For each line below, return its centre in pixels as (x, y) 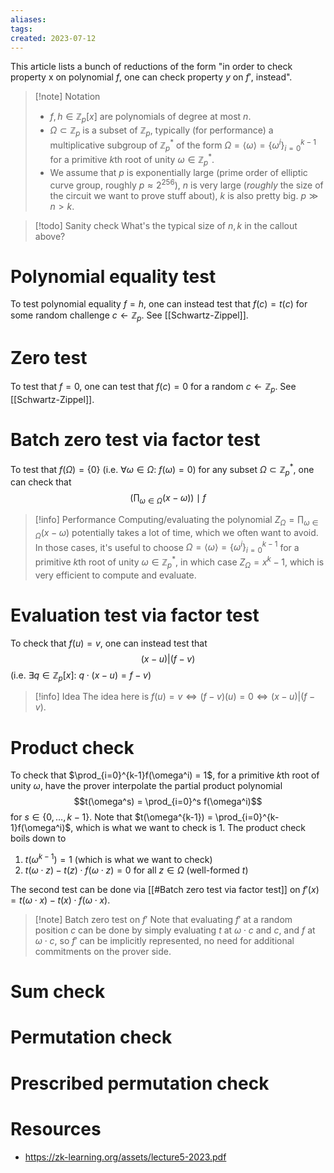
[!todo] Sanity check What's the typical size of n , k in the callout (166, 225)
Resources (56, 1128)
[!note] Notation (67, 97)
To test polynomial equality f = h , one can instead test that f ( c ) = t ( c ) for (159, 304)
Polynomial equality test (113, 276)
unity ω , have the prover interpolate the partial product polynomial (146, 786)
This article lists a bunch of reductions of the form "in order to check (151, 67)
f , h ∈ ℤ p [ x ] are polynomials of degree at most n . (150, 118)
